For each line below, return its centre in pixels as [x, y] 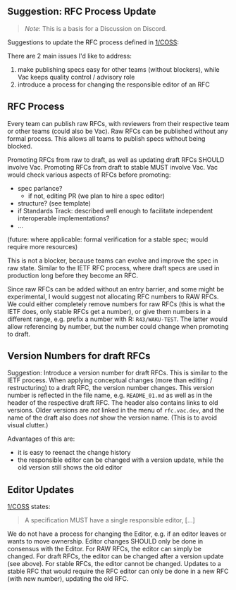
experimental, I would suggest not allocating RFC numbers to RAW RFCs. [113, 296]
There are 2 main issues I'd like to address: [70, 56]
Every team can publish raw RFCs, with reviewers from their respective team [118, 123]
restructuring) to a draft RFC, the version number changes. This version [111, 388]
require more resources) [43, 246]
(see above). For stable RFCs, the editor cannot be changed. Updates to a [114, 564]
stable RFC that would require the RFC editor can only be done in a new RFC [118, 571]
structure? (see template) [54, 203]
